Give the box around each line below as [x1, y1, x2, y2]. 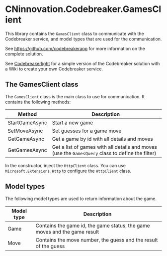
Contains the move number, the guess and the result [35, 236, 158, 243]
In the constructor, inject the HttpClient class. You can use [5, 162, 126, 168]
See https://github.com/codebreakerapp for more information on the [5, 45, 145, 51]
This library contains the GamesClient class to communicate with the [5, 30, 144, 36]
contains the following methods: [5, 99, 71, 105]
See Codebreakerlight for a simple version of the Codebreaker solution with [5, 60, 160, 66]
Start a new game [52, 119, 93, 126]
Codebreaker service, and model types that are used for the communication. [5, 36, 162, 42]
